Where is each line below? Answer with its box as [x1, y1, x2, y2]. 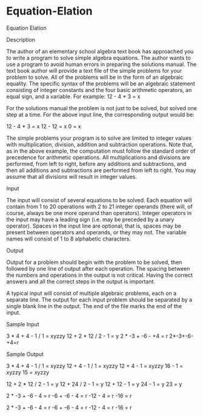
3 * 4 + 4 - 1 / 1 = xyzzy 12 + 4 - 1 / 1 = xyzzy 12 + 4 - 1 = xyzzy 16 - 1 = [6, 362, 184, 369]
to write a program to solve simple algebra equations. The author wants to [6, 54, 191, 61]
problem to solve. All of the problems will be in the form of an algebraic [6, 73, 184, 81]
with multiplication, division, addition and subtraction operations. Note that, [6, 140, 194, 148]
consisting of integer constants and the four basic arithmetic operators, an [6, 86, 192, 93]
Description [6, 36, 35, 43]
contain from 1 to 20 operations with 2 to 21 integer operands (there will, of [6, 203, 193, 210]
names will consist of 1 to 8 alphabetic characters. [6, 235, 131, 242]
